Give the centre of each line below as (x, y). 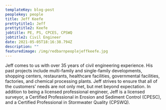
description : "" (22, 47)
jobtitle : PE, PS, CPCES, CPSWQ (39, 33)
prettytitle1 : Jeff (25, 24)
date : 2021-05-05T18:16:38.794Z (39, 42)
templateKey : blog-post (30, 10)
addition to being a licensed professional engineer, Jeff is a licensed (75, 92)
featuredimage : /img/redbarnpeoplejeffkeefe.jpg (57, 51)
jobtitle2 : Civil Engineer (33, 38)
